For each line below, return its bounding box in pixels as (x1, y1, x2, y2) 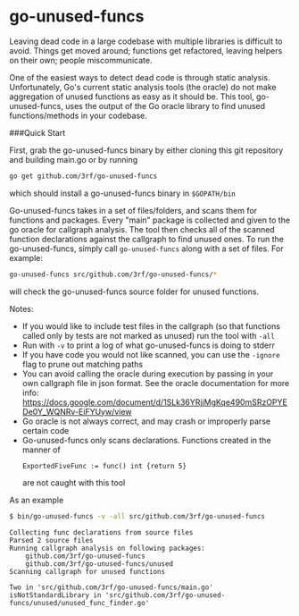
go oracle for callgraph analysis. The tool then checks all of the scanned (9, 224, 275, 234)
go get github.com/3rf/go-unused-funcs (9, 172, 158, 181)
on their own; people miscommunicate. (9, 55, 153, 65)
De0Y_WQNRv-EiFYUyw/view (21, 406, 132, 417)
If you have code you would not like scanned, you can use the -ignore (21, 349, 280, 359)
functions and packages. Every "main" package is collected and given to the (9, 215, 291, 225)
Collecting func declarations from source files (9, 527, 194, 537)
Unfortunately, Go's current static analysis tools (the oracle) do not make (9, 81, 277, 92)
